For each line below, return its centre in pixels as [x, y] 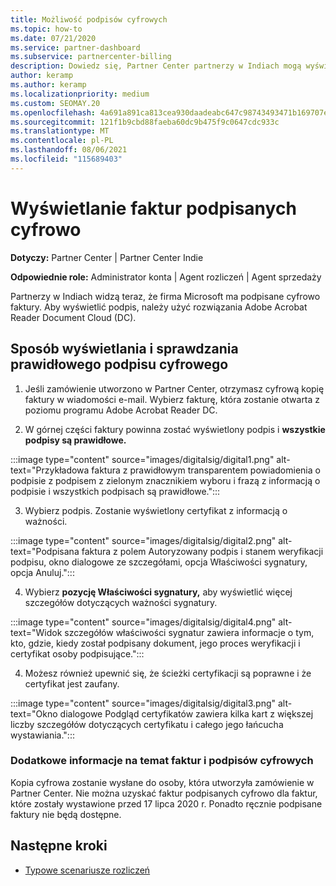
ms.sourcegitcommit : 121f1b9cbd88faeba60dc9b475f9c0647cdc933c [145, 122]
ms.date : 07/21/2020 [53, 38]
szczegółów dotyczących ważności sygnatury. [121, 602]
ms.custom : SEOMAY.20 [55, 103]
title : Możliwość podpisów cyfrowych [89, 19]
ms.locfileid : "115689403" [66, 159]
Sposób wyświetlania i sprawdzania [124, 349]
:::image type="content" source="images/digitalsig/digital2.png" [143, 540]
